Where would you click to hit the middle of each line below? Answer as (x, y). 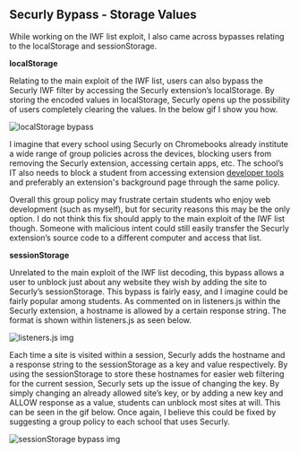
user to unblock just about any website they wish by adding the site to (138, 282)
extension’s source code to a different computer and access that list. (136, 238)
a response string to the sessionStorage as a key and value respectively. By (149, 364)
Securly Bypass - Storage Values (103, 15)
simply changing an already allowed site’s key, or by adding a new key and (146, 393)
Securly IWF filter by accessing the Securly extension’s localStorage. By (142, 90)
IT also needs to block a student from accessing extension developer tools (147, 172)
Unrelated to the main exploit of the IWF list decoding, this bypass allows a (147, 272)
